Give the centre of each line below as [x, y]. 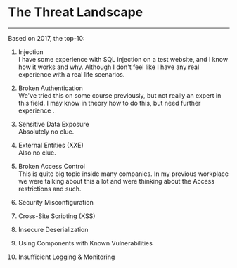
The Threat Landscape [76, 12]
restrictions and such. [50, 189]
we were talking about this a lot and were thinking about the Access [116, 181]
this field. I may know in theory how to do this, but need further [109, 103]
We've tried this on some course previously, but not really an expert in [120, 95]
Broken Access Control [51, 166]
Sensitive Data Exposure [53, 124]
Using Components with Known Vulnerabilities [85, 243]
